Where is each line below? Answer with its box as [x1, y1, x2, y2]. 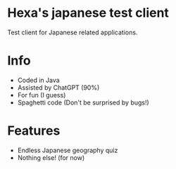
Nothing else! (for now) [17, 153, 85, 162]
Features [7, 123, 61, 139]
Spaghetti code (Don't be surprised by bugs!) [17, 98, 149, 107]
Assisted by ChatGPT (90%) [17, 83, 100, 92]
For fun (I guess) [17, 90, 66, 99]
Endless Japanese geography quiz [17, 146, 118, 154]
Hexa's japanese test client [7, 5, 169, 21]
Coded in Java [17, 76, 60, 84]
